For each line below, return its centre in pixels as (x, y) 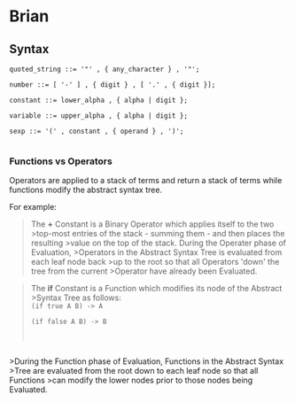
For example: (33, 207)
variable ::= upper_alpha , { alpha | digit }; (99, 116)
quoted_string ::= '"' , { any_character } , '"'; (105, 69)
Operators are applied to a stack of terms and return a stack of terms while (146, 181)
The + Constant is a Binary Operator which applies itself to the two (152, 224)
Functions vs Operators (61, 161)
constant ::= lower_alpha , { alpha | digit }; (99, 100)
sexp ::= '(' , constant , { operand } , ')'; (97, 131)
